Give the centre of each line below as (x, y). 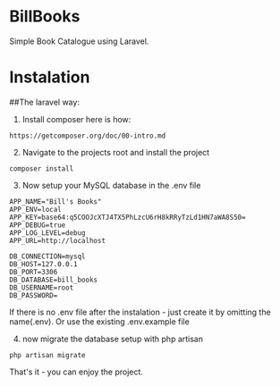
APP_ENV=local (36, 209)
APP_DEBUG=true (38, 225)
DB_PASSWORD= (34, 295)
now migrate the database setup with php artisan (113, 339)
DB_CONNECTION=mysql (48, 256)
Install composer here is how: (76, 119)
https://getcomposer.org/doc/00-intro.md (88, 136)
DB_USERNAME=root (42, 288)
